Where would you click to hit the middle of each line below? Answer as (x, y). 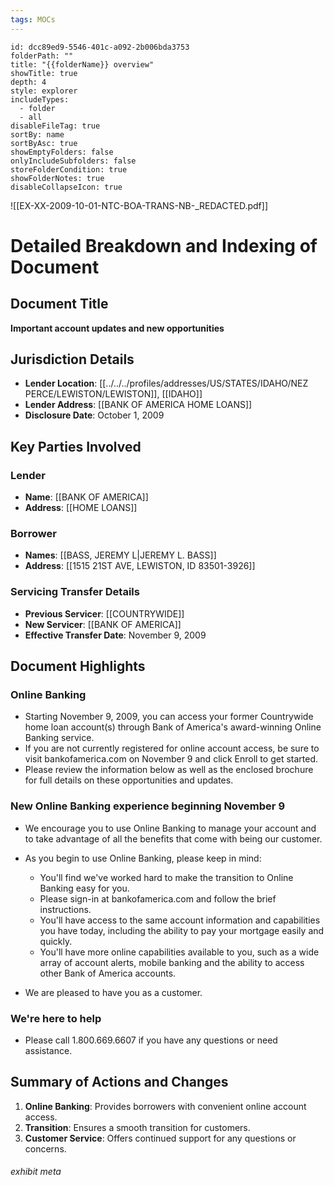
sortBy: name (37, 134)
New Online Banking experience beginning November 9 (148, 806)
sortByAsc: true (44, 143)
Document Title (59, 304)
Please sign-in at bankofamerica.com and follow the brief (158, 898)
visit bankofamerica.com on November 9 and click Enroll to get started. (171, 759)
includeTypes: (40, 99)
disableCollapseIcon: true (66, 187)
